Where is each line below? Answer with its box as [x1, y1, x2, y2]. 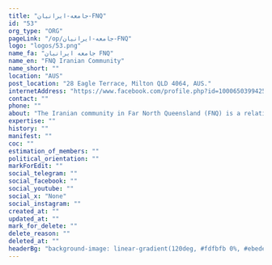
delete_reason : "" [8, 229, 70, 238]
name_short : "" [8, 65, 60, 73]
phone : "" [8, 102, 42, 110]
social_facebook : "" [8, 177, 79, 186]
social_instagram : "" [8, 200, 82, 208]
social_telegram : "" [8, 170, 79, 178]
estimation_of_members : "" [8, 147, 100, 155]
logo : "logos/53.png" [8, 42, 82, 50]
